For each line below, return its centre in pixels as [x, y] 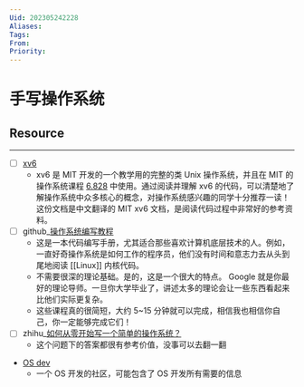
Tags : [19, 34]
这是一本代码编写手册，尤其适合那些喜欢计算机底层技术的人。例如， [163, 243]
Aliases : [26, 26]
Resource [37, 133]
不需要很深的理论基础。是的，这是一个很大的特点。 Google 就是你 [159, 276]
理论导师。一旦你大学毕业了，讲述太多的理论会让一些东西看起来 [171, 288]
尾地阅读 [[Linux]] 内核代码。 [90, 266]
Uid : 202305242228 [44, 18]
